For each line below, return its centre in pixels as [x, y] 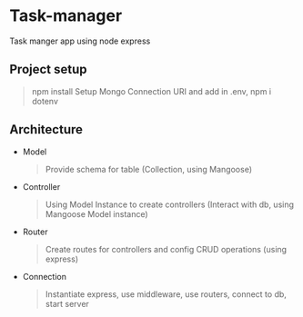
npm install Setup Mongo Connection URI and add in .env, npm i [151, 91]
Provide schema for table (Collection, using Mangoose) [149, 169]
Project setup [49, 69]
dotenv [45, 101]
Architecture [46, 129]
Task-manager [66, 16]
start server [67, 303]
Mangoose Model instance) [96, 213]
